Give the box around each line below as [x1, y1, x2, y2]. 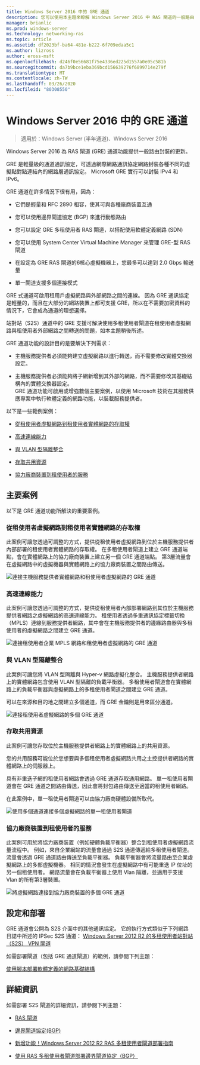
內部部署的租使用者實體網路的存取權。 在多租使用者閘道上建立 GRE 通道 [6, 545, 183, 553]
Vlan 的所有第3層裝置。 [6, 876, 64, 883]
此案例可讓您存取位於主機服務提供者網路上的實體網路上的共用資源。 [6, 742, 173, 749]
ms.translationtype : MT [6, 70, 65, 76]
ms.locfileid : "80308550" [6, 87, 70, 93]
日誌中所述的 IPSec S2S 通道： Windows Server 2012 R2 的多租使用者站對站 [6, 932, 193, 940]
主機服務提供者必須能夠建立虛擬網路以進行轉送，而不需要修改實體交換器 [14, 352, 192, 359]
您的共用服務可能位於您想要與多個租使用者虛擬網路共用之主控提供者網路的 [6, 754, 189, 762]
